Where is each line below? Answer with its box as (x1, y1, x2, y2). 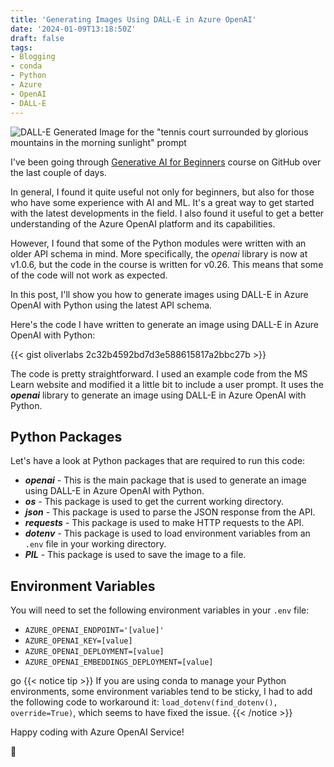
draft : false (10, 33, 65, 43)
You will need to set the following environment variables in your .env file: (10, 604, 310, 616)
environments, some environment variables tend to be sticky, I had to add (10, 686, 313, 698)
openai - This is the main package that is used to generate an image (24, 474, 307, 486)
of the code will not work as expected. (10, 269, 168, 281)
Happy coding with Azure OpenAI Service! (10, 726, 185, 738)
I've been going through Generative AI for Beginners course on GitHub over (10, 156, 322, 168)
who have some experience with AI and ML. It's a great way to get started (10, 196, 315, 208)
